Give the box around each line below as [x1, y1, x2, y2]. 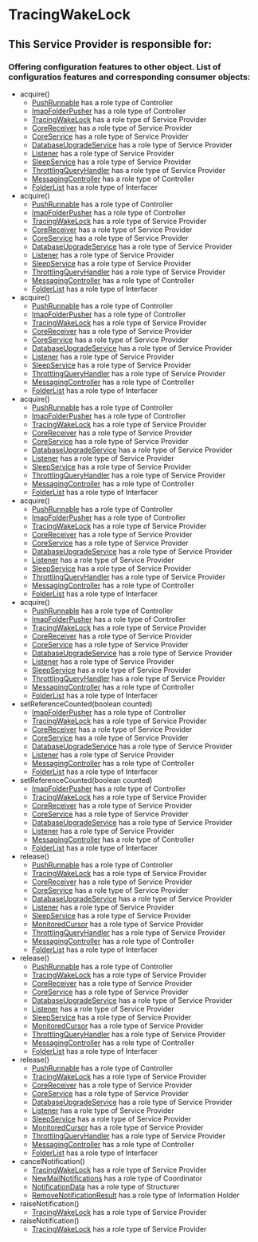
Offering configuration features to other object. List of [8, 61, 221, 73]
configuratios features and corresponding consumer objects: [8, 71, 251, 82]
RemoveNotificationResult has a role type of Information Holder [31, 1190, 240, 1200]
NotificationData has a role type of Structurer [31, 1181, 180, 1191]
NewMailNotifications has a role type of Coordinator [31, 1173, 203, 1183]
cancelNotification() [19, 1156, 85, 1165]
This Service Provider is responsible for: [8, 37, 213, 51]
